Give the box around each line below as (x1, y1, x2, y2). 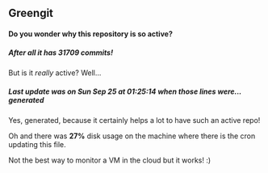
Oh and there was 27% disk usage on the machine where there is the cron (8, 131, 256, 141)
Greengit (8, 6, 54, 20)
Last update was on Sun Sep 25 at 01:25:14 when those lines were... (8, 86, 242, 96)
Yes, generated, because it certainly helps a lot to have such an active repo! (8, 115, 261, 124)
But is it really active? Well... (8, 68, 102, 78)
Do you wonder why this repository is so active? (8, 28, 174, 39)
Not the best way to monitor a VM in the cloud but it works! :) (8, 155, 211, 165)
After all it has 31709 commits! (8, 48, 114, 57)
